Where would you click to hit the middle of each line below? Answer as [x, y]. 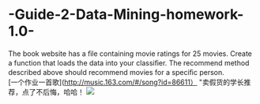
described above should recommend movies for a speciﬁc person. [116, 72]
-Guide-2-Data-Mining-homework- [126, 15]
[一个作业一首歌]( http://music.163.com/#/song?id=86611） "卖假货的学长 [126, 82]
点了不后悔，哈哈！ [53, 91]
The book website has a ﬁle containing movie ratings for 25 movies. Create [130, 54]
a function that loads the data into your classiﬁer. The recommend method [129, 63]
